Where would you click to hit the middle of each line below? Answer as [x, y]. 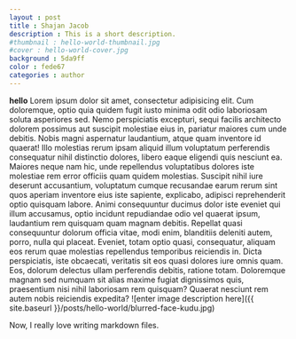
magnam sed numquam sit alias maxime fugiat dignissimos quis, [127, 280]
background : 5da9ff [47, 59]
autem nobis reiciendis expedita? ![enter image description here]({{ [132, 298]
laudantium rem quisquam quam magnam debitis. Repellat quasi [126, 223]
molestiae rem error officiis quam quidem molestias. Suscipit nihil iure [136, 176]
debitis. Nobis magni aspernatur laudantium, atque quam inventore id [135, 138]
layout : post [35, 17]
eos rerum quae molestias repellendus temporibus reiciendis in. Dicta [136, 251]
